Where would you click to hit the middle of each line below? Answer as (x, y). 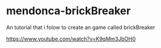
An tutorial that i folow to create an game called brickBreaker (81, 27)
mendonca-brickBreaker (69, 11)
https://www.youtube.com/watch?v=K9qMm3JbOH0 (71, 39)
